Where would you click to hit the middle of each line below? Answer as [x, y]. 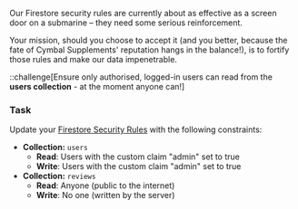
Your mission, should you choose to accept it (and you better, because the [149, 40]
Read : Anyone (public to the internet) [105, 185]
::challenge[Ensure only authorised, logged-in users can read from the [141, 77]
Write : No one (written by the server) [105, 195]
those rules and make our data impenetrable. [93, 59]
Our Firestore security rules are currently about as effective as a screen [143, 13]
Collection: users [55, 147]
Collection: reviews [59, 176]
